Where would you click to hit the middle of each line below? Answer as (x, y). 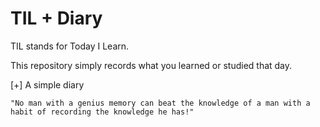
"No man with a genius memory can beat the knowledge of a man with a (160, 103)
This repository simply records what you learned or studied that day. (151, 65)
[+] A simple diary (47, 84)
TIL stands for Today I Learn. (70, 46)
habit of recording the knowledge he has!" (102, 112)
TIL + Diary (56, 18)
